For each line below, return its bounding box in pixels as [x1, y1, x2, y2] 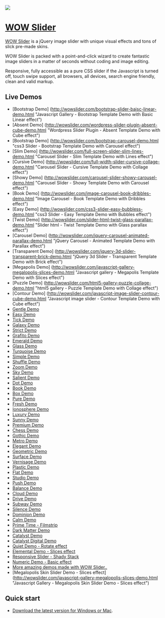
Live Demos [5, 93, 42, 101]
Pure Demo [12, 395, 36, 401]
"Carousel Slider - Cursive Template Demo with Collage [35, 164, 148, 170]
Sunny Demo [12, 416, 39, 423]
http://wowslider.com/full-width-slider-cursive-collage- [47, 159, 160, 165]
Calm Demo [12, 516, 37, 522]
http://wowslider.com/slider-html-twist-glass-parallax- [42, 217, 153, 223]
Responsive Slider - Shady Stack [12, 554, 79, 560]
